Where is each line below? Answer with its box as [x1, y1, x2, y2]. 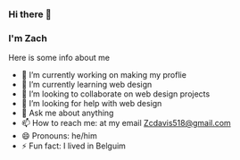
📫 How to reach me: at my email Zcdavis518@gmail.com [21, 118, 231, 129]
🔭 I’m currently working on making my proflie [21, 70, 186, 80]
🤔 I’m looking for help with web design [21, 98, 162, 109]
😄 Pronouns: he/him [21, 131, 97, 141]
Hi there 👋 [8, 8, 53, 21]
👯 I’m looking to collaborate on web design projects [21, 88, 211, 99]
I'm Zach [8, 31, 48, 44]
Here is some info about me [8, 53, 111, 63]
